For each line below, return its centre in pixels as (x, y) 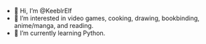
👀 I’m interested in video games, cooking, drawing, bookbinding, (107, 18)
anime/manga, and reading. (54, 25)
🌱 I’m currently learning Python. (60, 33)
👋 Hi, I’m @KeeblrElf (43, 11)
